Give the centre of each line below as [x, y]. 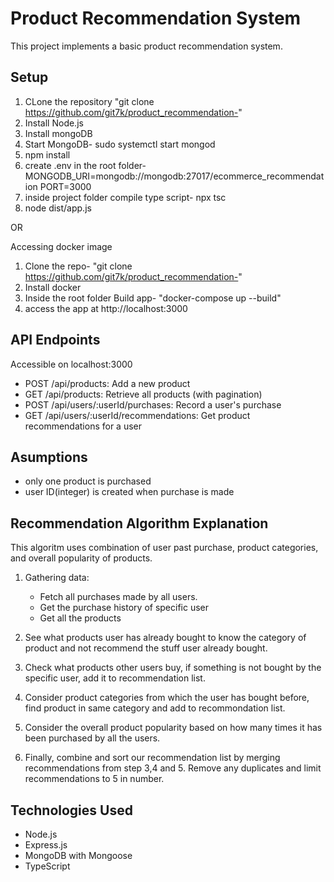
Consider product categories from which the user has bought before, [167, 698]
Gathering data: [57, 578]
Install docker [53, 287]
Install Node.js [54, 123]
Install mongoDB [58, 133]
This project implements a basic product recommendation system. [146, 46]
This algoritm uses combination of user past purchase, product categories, [164, 548]
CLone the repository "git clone [89, 101]
